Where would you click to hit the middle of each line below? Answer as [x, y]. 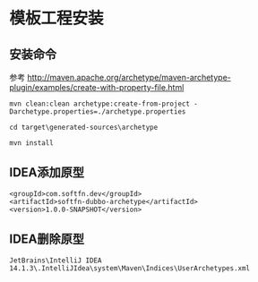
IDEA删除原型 [47, 239]
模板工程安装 [57, 18]
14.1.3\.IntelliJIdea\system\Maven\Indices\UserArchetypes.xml [130, 268]
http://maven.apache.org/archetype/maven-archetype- [129, 77]
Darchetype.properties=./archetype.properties [98, 112]
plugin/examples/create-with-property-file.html [97, 87]
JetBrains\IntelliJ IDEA [56, 261]
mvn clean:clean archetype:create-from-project [100, 104]
